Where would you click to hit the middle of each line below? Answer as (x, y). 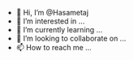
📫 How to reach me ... (54, 47)
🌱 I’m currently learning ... (59, 30)
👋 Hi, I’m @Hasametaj (52, 13)
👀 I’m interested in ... (50, 21)
